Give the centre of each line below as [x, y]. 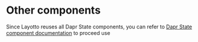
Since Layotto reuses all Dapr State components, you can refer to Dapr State [99, 27]
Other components [53, 10]
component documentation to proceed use [58, 33]
